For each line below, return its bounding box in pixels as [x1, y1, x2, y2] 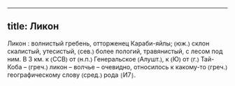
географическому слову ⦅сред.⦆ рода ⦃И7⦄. [7, 71, 136, 79]
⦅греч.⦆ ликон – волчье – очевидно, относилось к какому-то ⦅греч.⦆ [28, 62, 228, 71]
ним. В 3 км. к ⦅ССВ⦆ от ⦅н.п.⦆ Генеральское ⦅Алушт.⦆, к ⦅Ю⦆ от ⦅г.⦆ [7, 55, 199, 63]
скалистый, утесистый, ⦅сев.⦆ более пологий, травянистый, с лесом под [7, 47, 223, 55]
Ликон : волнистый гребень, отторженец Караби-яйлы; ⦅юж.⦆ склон [7, 39, 210, 48]
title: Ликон [7, 20, 59, 32]
